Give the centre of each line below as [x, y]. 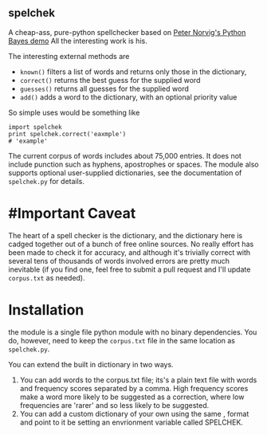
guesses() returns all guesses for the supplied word [104, 88]
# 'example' [28, 141]
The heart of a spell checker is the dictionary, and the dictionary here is [126, 235]
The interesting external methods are [69, 56]
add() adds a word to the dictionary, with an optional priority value [128, 97]
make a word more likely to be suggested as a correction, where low [132, 397]
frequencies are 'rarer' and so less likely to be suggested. [114, 405]
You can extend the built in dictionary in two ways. [91, 364]
